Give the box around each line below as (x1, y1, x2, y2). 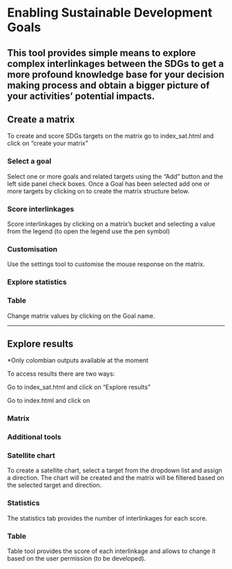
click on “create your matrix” (7, 139, 88, 148)
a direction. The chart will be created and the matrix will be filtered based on (7, 474, 224, 482)
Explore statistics (7, 278, 67, 287)
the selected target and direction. (7, 481, 102, 490)
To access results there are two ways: (7, 369, 115, 378)
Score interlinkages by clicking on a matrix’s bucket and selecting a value (7, 220, 215, 228)
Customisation (7, 244, 57, 253)
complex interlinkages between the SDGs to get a (7, 57, 224, 70)
